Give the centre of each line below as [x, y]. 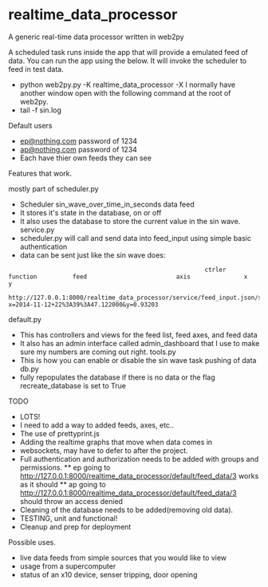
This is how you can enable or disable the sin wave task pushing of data [138, 360]
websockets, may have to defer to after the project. [104, 450]
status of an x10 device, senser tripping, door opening [108, 574]
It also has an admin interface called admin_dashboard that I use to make [140, 343]
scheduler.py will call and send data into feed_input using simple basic [135, 238]
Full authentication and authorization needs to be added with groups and [139, 459]
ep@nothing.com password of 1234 [79, 140]
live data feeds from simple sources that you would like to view [123, 557]
